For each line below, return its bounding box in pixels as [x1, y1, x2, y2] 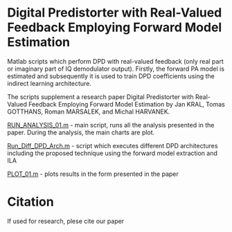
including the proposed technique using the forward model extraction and [7, 149, 218, 157]
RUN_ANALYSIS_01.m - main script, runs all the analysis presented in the [7, 121, 215, 129]
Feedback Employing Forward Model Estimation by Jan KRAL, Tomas [28, 100, 225, 108]
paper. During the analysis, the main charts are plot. [7, 128, 155, 136]
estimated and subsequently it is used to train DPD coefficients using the [7, 71, 215, 80]
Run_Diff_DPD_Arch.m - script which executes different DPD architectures [7, 141, 218, 150]
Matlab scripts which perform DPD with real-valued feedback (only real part [7, 57, 224, 65]
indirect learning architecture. [7, 79, 92, 87]
